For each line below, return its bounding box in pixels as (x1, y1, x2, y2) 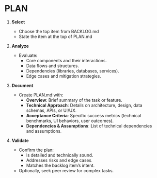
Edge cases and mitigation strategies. (26, 73, 101, 79)
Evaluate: (18, 52, 37, 58)
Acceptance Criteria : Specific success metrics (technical (26, 112, 141, 118)
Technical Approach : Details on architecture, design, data (26, 102, 142, 108)
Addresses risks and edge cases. (26, 157, 93, 163)
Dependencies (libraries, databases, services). (26, 68, 119, 73)
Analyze (11, 43, 29, 49)
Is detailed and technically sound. (26, 152, 93, 158)
